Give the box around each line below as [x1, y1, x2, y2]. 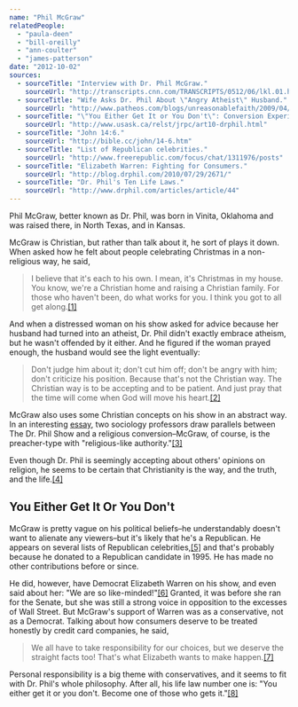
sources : [9, 71, 42, 80]
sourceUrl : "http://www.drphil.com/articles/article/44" [25, 186, 240, 195]
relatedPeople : [9, 21, 66, 30]
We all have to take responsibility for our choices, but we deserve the [30, 642, 284, 653]
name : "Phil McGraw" [9, 12, 86, 22]
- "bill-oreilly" [17, 37, 82, 47]
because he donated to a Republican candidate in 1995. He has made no [9, 551, 274, 562]
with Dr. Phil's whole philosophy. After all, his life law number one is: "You [9, 678, 278, 688]
